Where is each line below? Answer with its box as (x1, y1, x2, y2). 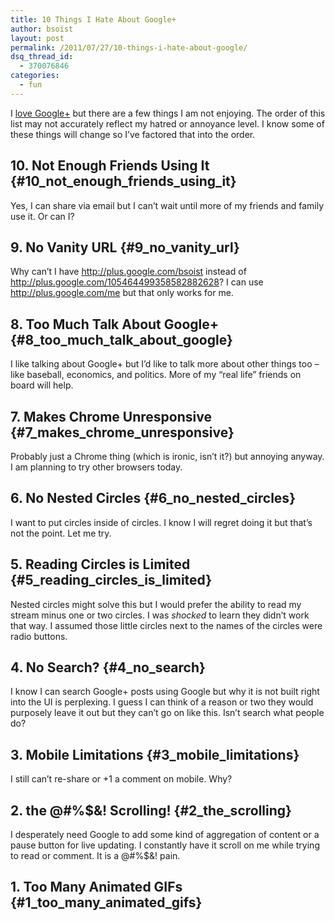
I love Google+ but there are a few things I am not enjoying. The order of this (10, 107, 326, 119)
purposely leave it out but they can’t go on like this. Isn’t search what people (10, 707, 325, 719)
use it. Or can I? (10, 210, 75, 222)
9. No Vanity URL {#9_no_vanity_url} (10, 239, 240, 256)
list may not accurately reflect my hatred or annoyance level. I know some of (10, 117, 325, 130)
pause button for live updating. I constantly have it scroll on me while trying (10, 839, 320, 851)
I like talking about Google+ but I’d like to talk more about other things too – (10, 358, 320, 370)
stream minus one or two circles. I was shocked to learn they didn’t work (10, 609, 310, 621)
